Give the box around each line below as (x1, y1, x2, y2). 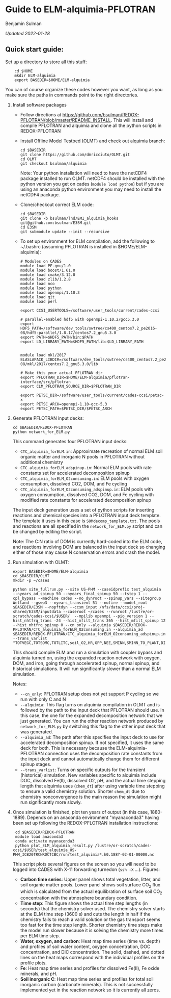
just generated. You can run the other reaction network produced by (20, 718, 164, 724)
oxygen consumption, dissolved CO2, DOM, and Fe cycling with (20, 491, 154, 498)
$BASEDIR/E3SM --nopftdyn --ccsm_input (12, 604, 98, 610)
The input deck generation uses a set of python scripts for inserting (12, 506, 155, 513)
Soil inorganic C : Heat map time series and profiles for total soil (20, 976, 154, 982)
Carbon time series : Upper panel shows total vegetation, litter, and (20, 876, 161, 882)
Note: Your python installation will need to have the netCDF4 (20, 170, 147, 176)
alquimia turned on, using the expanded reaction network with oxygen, (12, 654, 161, 661)
